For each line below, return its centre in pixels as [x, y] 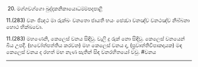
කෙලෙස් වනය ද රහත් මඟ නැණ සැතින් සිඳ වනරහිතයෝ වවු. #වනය [81, 52]
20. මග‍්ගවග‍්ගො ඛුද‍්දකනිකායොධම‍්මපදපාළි [55, 9]
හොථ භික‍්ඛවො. [24, 27]
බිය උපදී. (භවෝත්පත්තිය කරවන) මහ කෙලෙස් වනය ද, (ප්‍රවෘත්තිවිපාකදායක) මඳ [94, 45]
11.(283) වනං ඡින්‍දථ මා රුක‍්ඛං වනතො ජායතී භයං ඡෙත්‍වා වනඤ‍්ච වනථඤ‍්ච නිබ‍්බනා [98, 20]
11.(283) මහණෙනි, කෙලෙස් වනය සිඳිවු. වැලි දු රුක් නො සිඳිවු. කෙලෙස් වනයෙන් [95, 38]
